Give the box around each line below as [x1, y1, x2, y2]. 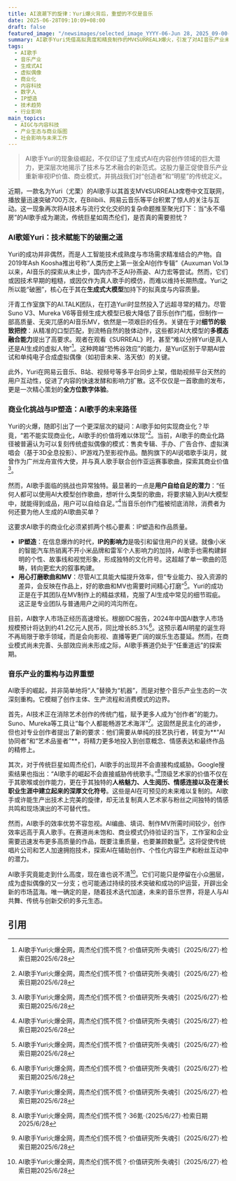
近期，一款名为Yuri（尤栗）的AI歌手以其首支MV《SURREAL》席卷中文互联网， [8, 187, 228, 195]
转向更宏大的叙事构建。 [30, 564, 99, 572]
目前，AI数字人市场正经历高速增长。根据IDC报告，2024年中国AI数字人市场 [8, 614, 223, 623]
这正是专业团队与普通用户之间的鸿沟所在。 [18, 600, 141, 608]
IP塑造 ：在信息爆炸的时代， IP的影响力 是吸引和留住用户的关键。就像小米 [18, 538, 226, 546]
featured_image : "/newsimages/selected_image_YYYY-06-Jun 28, [8, 29, 193, 37]
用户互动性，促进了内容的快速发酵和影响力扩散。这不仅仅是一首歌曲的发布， [8, 376, 229, 385]
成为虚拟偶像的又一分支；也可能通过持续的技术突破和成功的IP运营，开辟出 [8, 878, 223, 887]
